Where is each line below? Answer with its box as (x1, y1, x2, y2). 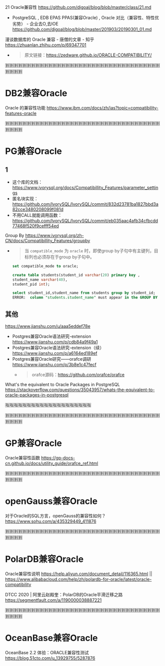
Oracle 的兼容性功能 (5, 105, 46, 110)
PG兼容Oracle (5, 146, 62, 157)
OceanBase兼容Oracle (5, 633, 98, 643)
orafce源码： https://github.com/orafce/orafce (31, 372, 125, 377)
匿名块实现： (12, 195, 38, 201)
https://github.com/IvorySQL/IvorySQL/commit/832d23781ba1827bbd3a (12, 201, 159, 207)
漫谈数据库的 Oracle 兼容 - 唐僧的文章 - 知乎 (5, 36, 94, 42)
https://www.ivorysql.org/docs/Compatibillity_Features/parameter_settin (12, 185, 159, 190)
